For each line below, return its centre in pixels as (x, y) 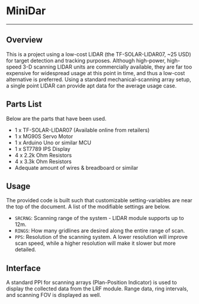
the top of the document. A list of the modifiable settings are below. (88, 207)
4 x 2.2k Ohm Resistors (43, 155)
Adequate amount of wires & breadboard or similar (76, 167)
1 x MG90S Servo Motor (44, 136)
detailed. (25, 250)
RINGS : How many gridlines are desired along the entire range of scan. (100, 231)
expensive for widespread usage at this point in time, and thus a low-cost (96, 73)
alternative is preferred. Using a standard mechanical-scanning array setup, (99, 79)
